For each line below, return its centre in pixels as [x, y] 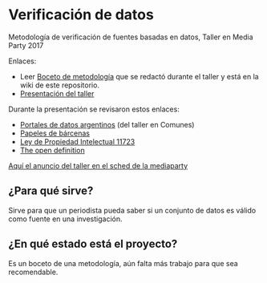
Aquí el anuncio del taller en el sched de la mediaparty [98, 165]
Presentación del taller [57, 93]
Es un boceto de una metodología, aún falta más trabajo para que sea [123, 263]
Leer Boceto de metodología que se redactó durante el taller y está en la [139, 76]
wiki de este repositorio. [60, 85]
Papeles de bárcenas [55, 133]
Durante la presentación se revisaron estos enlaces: [94, 109]
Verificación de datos [81, 15]
